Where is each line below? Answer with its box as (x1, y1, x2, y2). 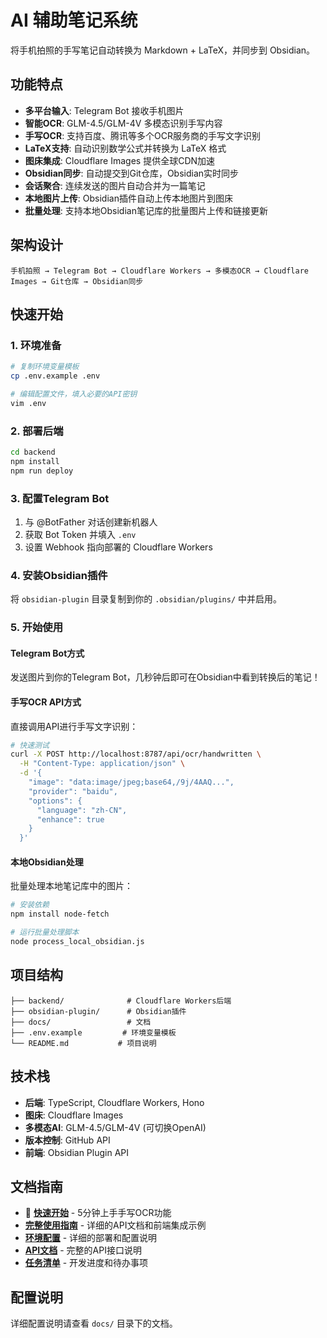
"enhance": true (36, 814, 105, 825)
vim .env (10, 398, 47, 408)
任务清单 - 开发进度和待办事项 (24, 1257, 149, 1269)
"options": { (28, 796, 83, 806)
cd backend (10, 447, 56, 458)
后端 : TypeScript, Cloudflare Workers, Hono (24, 1096, 205, 1108)
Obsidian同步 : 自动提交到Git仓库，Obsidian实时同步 (24, 167, 240, 179)
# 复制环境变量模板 (10, 362, 80, 372)
